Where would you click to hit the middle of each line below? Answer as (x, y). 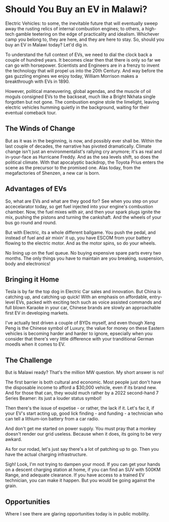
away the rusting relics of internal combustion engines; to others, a (75, 28)
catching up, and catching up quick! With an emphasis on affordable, (77, 297)
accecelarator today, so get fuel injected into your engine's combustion (79, 206)
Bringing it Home (32, 279)
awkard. (14, 439)
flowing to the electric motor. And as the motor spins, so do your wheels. (81, 243)
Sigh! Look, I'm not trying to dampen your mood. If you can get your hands (83, 464)
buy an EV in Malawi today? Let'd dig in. (47, 44)
